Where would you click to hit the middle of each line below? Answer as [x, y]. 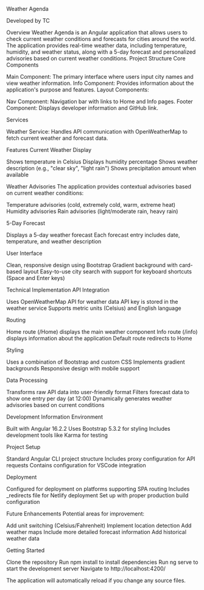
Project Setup [23, 447]
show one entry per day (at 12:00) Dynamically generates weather [89, 398]
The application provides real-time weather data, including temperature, [97, 45]
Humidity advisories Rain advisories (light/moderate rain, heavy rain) [92, 211]
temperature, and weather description [54, 241]
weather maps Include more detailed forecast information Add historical [97, 532]
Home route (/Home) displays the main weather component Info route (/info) [102, 332]
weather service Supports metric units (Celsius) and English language [94, 308]
